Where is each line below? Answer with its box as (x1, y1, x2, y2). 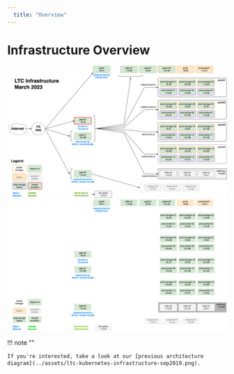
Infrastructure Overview (7, 42, 150, 58)
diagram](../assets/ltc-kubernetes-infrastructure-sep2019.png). (7, 359, 201, 366)
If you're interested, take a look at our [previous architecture (7, 352, 204, 359)
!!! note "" (7, 338, 35, 347)
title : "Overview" (13, 11, 68, 18)
